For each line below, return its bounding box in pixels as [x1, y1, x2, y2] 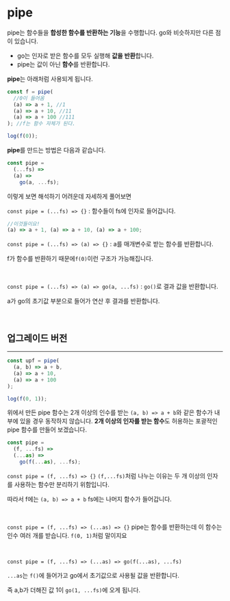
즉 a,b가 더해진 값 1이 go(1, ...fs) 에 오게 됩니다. [7, 585, 141, 594]
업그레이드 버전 [7, 332, 68, 344]
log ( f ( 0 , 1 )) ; [7, 395, 48, 402]
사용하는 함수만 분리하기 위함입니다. [14, 480, 110, 488]
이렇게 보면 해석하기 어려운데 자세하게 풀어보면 [7, 192, 132, 200]
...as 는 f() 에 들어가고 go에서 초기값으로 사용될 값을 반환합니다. [7, 571, 180, 579]
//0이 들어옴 [13, 95, 44, 102]
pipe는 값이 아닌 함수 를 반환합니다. [16, 60, 110, 68]
